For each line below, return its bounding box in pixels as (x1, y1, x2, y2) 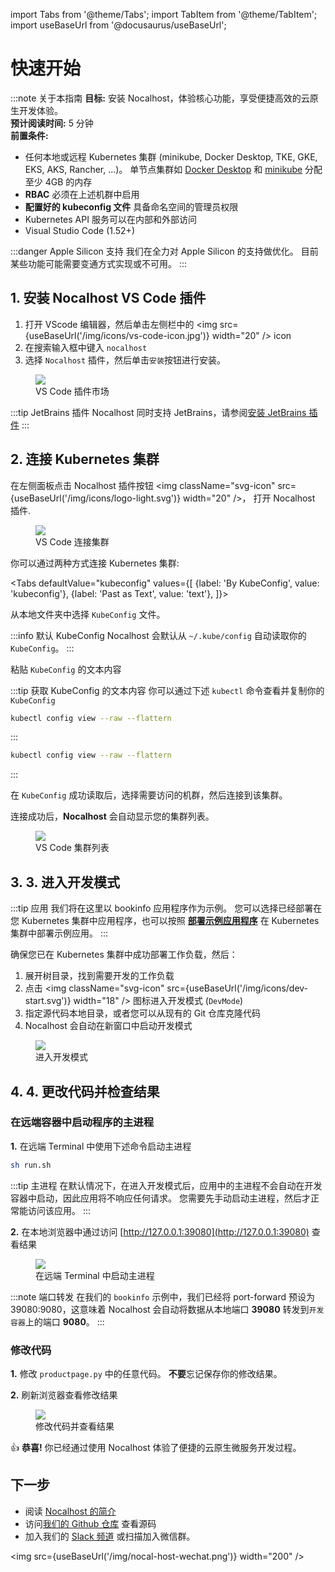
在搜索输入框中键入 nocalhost (24, 341, 148, 353)
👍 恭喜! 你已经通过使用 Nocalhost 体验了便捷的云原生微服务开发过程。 (10, 1441, 302, 1453)
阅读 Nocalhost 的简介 (24, 1505, 117, 1517)
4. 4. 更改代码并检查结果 (10, 1083, 160, 1100)
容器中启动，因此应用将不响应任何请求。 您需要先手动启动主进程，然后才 (10, 1192, 311, 1204)
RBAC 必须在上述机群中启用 (24, 188, 140, 200)
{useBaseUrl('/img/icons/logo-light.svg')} (10, 492, 182, 504)
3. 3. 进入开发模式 (10, 874, 120, 891)
